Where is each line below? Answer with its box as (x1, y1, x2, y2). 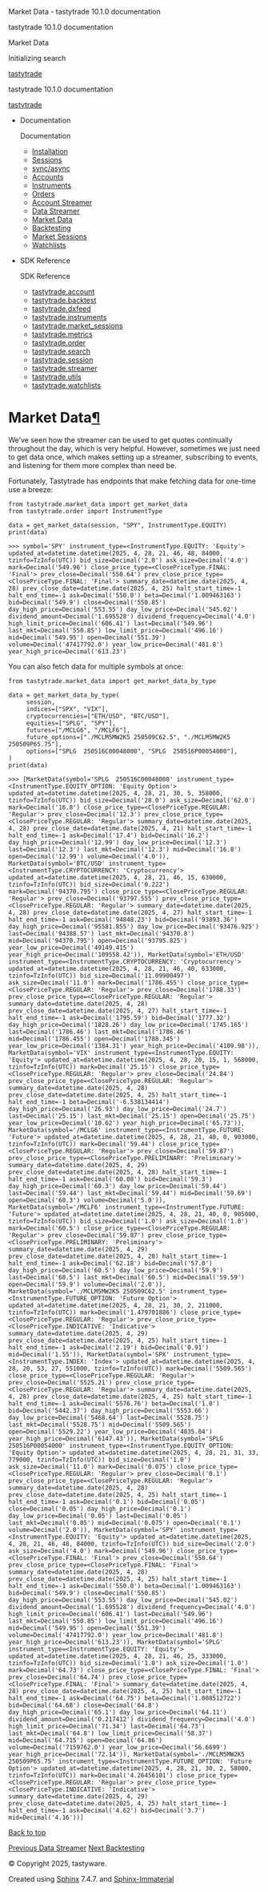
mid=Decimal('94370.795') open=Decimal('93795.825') (8, 936, 188, 944)
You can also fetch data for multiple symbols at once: (8, 661, 184, 671)
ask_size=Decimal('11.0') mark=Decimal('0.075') (8, 1462, 174, 1470)
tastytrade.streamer (31, 364, 98, 373)
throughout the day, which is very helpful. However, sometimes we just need (8, 443, 261, 453)
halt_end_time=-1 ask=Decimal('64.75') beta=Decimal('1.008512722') (8, 1694, 242, 1702)
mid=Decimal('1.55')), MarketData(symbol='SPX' (8, 1350, 170, 1358)
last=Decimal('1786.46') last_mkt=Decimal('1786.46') (8, 1028, 192, 1036)
